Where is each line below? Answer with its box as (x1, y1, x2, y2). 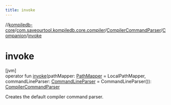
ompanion (5, 32, 27, 38)
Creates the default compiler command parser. (5, 93, 104, 100)
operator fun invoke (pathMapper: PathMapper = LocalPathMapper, (5, 73, 146, 79)
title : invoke (5, 7, 36, 13)
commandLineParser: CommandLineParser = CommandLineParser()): (5, 78, 152, 85)
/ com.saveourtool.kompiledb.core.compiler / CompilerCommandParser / (14, 27, 163, 33)
